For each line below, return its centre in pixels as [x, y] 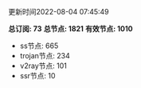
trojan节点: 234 [45, 56]
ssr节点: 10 [37, 76]
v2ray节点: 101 [43, 66]
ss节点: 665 [39, 46]
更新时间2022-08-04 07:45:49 [59, 12]
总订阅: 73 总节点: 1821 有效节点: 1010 [70, 29]
